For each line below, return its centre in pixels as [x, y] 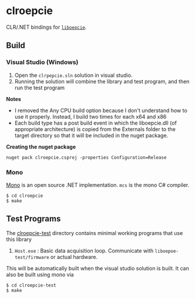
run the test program [40, 88]
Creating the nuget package [41, 147]
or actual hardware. [74, 257]
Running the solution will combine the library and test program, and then [102, 81]
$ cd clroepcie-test [31, 285]
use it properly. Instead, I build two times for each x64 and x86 [90, 116]
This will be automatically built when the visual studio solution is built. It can [97, 268]
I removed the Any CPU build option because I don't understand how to [101, 110]
